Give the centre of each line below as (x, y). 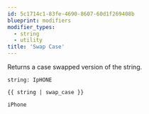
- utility (28, 40)
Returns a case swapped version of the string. (75, 67)
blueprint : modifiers (39, 21)
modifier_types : (31, 27)
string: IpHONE (30, 80)
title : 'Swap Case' (36, 47)
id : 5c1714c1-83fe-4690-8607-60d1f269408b (71, 14)
